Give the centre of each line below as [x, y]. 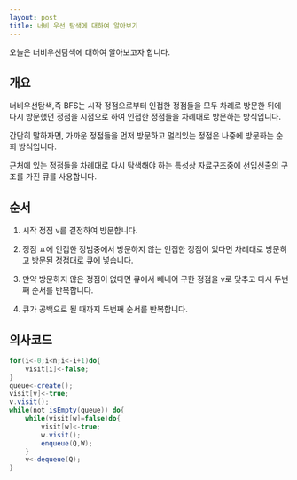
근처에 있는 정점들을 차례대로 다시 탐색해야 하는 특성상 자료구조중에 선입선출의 [144, 166]
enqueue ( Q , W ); [67, 443]
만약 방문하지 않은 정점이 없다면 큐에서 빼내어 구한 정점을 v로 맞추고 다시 [147, 279]
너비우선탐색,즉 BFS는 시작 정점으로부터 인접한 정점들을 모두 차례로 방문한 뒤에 [145, 106]
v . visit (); [29, 402]
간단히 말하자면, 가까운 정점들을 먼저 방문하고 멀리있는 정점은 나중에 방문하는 [142, 136]
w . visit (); [61, 435]
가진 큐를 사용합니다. [61, 177]
